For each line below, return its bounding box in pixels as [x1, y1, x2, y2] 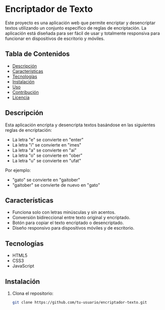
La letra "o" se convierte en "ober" [12, 152, 83, 158]
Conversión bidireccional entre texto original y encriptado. [12, 215, 131, 221]
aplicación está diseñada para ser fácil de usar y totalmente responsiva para [5, 30, 160, 36]
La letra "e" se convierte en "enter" [12, 137, 84, 143]
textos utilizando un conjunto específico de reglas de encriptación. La [5, 25, 147, 31]
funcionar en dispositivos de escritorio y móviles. [5, 36, 105, 41]
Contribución [12, 89, 39, 95]
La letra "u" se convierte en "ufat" [12, 157, 81, 163]
